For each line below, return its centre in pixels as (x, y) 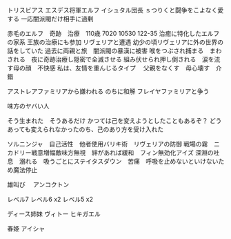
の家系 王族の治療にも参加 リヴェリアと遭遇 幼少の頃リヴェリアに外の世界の (115, 42)
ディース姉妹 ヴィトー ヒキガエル (54, 214)
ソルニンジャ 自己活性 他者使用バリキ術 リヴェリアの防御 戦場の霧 (108, 144)
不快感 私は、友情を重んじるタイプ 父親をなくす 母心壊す (123, 68)
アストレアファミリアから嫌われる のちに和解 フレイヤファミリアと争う (108, 91)
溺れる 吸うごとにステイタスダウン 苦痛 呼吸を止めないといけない (119, 161)
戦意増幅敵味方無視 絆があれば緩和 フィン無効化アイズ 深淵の (122, 153)
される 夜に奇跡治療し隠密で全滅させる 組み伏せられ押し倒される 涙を (111, 59)
